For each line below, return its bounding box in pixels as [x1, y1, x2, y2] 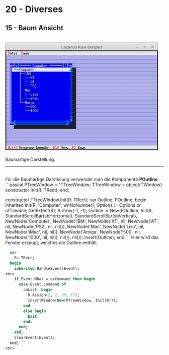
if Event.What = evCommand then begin [14, 276, 96, 282]
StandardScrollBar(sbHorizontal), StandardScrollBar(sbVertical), [5, 213, 137, 219]
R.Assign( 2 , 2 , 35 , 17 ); [27, 292, 80, 298]
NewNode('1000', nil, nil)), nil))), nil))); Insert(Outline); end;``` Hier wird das [5, 234, 159, 240]
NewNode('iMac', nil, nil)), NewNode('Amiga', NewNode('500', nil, [5, 229, 141, 235]
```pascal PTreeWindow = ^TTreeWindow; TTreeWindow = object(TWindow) [5, 182, 162, 188]
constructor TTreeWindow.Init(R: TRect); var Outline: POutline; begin [5, 197, 147, 203]
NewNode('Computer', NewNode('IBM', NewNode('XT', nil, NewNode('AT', [5, 218, 159, 224]
